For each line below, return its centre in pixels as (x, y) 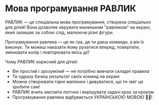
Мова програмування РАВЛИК (71, 9)
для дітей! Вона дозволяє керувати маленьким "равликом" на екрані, (78, 27)
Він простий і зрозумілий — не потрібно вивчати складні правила (81, 71)
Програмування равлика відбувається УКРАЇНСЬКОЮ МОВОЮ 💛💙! (82, 97)
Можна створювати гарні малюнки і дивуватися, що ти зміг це (78, 82)
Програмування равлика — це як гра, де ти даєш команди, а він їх (75, 42)
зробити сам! (26, 86)
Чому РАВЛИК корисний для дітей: (42, 62)
